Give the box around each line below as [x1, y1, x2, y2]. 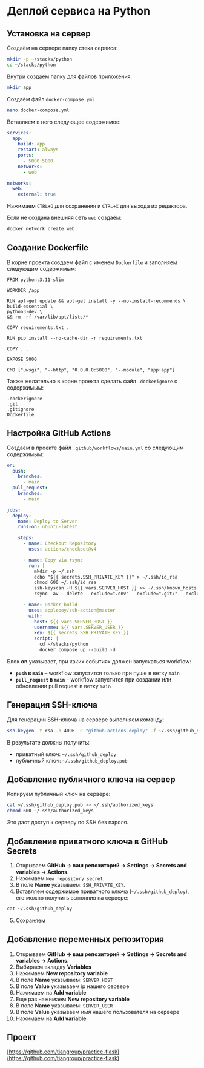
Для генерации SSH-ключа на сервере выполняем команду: [7, 716, 165, 723]
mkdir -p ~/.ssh [33, 568, 75, 574]
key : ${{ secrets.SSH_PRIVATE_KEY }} [33, 630, 130, 636]
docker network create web [7, 226, 75, 232]
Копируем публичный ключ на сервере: [7, 791, 111, 798]
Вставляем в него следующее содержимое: [7, 118, 121, 125]
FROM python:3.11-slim [7, 277, 64, 283]
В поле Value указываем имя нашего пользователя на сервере [15, 1008, 180, 1015]
